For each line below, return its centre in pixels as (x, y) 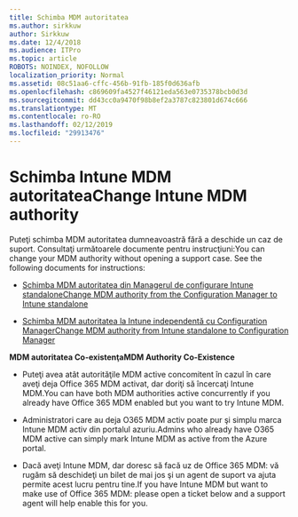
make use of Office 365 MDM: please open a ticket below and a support (153, 493)
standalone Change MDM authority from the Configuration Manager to (149, 294)
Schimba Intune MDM (90, 177)
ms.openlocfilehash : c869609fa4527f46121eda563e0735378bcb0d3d (129, 91)
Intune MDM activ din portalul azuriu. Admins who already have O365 (148, 429)
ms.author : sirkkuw (45, 26)
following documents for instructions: (78, 267)
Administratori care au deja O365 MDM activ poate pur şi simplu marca (152, 419)
